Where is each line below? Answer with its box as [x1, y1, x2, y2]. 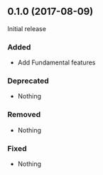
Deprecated [7, 76, 50, 86]
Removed [7, 110, 41, 120]
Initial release [7, 24, 46, 33]
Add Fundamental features [17, 58, 96, 67]
